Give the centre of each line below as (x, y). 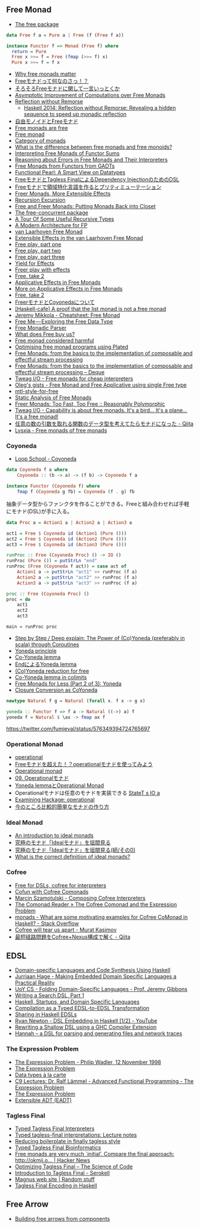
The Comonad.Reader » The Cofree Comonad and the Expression (96, 904)
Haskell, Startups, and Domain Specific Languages (77, 1002)
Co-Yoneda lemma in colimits (51, 677)
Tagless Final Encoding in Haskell (56, 1185)
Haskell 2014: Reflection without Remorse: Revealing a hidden (100, 108)
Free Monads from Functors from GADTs (65, 166)
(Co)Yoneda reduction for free (52, 671)
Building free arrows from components (62, 1218)
